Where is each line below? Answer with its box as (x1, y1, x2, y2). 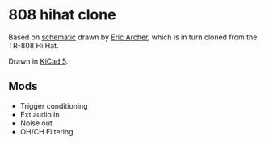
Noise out (19, 118, 53, 128)
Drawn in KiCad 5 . (8, 56, 69, 66)
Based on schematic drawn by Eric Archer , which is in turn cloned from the (8, 32, 258, 42)
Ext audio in (19, 109, 60, 119)
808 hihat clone (8, 6, 116, 24)
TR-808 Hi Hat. (8, 40, 59, 50)
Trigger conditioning (19, 101, 88, 110)
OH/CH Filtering (19, 126, 74, 136)
